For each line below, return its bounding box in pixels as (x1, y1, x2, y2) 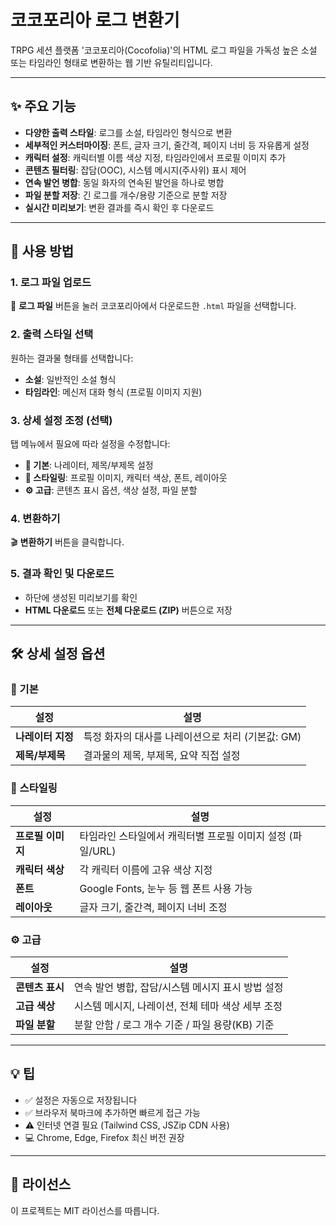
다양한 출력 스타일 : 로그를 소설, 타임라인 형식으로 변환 (24, 126, 233, 138)
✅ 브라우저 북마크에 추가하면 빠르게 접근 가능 (24, 1106, 201, 1118)
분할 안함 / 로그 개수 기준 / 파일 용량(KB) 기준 (73, 1017, 275, 1031)
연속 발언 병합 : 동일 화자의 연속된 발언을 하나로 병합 (24, 176, 225, 188)
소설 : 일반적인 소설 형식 (24, 373, 117, 385)
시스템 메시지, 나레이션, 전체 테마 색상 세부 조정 (73, 999, 283, 1013)
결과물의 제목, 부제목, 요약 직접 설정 (83, 749, 241, 763)
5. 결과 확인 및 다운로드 (10, 567, 115, 581)
